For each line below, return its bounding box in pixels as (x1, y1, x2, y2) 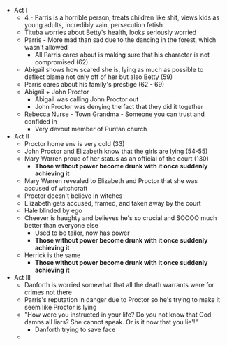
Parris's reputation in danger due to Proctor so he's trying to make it (24, 296, 221, 303)
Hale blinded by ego (24, 206, 82, 215)
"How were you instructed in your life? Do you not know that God (24, 310, 212, 319)
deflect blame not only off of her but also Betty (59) (24, 73, 173, 81)
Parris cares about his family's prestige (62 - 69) (24, 80, 165, 88)
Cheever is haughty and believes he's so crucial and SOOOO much (24, 214, 217, 222)
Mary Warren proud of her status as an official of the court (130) (24, 154, 210, 163)
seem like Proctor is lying (24, 303, 97, 311)
